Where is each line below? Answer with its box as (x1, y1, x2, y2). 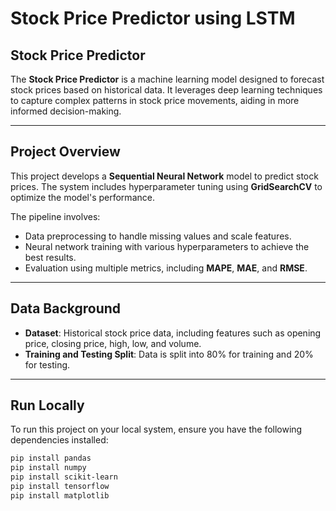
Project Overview (10, 143, 121, 161)
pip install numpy (10, 463, 87, 473)
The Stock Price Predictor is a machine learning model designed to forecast (10, 73, 325, 85)
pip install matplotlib (10, 490, 110, 501)
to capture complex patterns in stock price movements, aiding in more (10, 95, 300, 106)
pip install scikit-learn (10, 472, 118, 482)
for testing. (24, 358, 71, 371)
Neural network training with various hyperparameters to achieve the (24, 240, 310, 252)
